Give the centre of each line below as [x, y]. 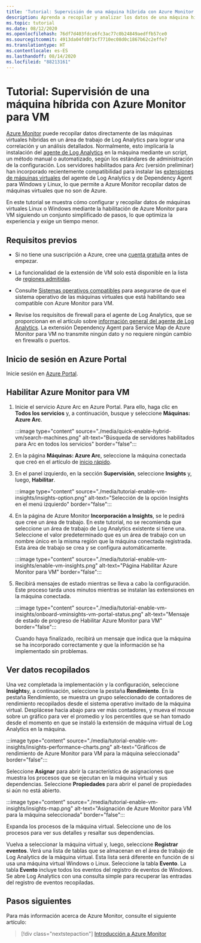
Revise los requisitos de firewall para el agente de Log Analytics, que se [103, 315]
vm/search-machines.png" [48, 437]
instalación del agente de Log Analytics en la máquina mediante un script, [97, 153]
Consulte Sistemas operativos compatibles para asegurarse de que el [100, 290]
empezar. [26, 261]
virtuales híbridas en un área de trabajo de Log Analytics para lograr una [95, 140]
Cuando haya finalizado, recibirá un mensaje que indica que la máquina [103, 638]
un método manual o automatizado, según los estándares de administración [100, 159]
